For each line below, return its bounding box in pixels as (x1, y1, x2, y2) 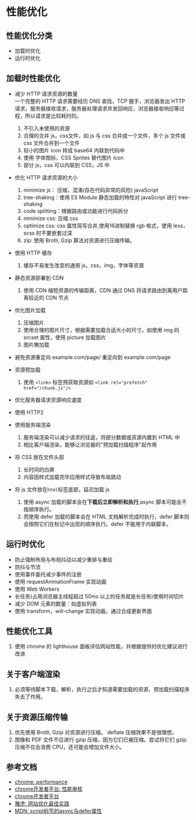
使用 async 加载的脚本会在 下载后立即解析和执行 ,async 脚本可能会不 (23, 498, 187, 506)
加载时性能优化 (6, 73, 60, 83)
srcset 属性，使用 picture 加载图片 (23, 333, 106, 341)
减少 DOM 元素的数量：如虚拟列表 (14, 600, 97, 607)
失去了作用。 (14, 693, 46, 700)
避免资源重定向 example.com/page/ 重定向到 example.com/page (14, 353, 171, 360)
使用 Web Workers (14, 585, 60, 593)
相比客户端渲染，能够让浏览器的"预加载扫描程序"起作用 (23, 441, 157, 448)
